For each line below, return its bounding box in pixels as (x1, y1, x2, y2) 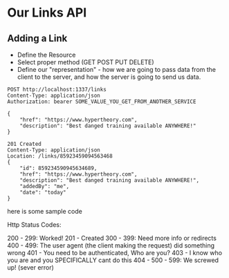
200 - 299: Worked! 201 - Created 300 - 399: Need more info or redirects (7, 234, 217, 242)
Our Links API (7, 5, 87, 21)
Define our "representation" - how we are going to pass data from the (17, 66, 217, 73)
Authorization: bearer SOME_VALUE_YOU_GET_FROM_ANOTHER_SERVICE (7, 98, 196, 105)
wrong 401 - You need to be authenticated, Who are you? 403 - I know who (7, 249, 223, 257)
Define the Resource (17, 50, 76, 59)
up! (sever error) (7, 263, 54, 271)
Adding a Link (7, 33, 68, 44)
